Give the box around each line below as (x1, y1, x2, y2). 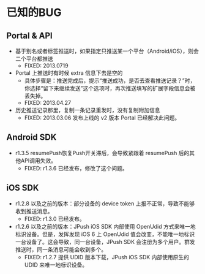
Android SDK (6, 132, 57, 143)
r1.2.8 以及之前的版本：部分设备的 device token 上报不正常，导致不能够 (15, 200, 195, 207)
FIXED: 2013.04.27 (24, 99, 72, 106)
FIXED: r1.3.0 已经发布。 (24, 215, 86, 223)
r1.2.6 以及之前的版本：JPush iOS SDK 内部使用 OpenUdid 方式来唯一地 (15, 223, 196, 230)
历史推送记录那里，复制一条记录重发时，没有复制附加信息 (15, 107, 160, 113)
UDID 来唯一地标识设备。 (24, 261, 88, 268)
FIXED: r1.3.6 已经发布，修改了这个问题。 (24, 164, 128, 172)
